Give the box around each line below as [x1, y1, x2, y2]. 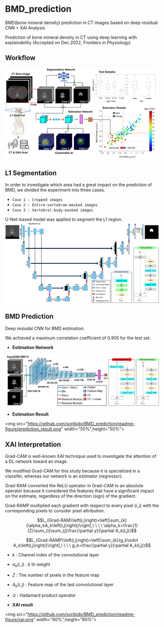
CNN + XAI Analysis [5, 25, 45, 30]
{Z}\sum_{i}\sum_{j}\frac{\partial [27, 528, 93, 534]
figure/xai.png [5, 616, 34, 622]
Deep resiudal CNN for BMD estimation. [5, 325, 85, 331]
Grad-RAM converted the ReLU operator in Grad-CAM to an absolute [5, 483, 143, 489]
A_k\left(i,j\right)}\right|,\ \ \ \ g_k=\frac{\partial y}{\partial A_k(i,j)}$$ [13, 543, 151, 549]
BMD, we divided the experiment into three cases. [5, 187, 105, 193]
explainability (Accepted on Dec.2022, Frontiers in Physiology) [5, 39, 131, 45]
